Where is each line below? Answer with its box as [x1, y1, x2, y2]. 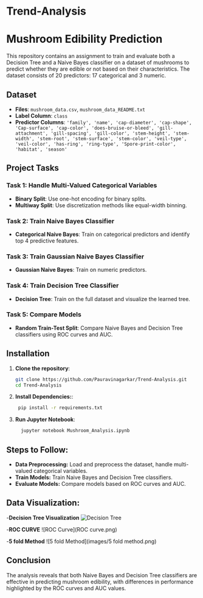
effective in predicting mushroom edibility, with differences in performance [6, 578, 193, 585]
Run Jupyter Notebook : [15, 416, 75, 423]
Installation [6, 349, 50, 359]
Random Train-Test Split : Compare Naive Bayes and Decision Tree [15, 324, 184, 332]
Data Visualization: [6, 498, 80, 508]
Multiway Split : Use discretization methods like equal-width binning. [15, 201, 187, 208]
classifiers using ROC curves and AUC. [15, 330, 113, 338]
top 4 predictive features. [15, 237, 79, 244]
